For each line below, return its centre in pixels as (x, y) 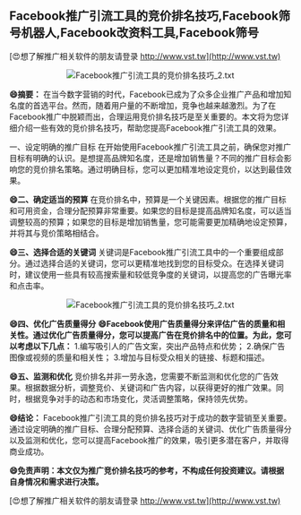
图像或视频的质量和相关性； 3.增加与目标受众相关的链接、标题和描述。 (140, 357)
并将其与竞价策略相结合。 (56, 233)
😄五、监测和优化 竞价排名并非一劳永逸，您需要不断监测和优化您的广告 (140, 376)
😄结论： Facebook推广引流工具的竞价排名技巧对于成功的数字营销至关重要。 (150, 417)
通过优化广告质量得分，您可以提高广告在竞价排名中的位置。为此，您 (158, 335)
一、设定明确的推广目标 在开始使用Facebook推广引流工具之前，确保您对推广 (150, 147)
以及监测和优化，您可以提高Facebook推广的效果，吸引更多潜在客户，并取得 (149, 440)
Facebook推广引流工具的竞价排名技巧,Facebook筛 (150, 16)
